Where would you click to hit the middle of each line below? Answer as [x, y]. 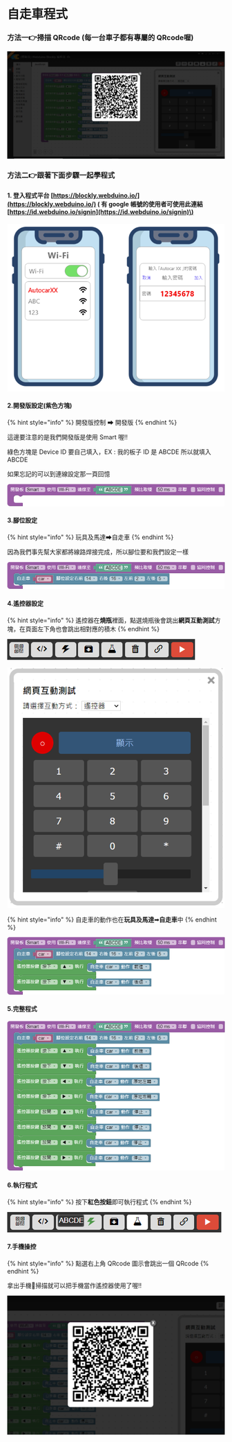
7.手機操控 [22, 1247]
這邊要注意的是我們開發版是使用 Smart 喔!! [68, 437]
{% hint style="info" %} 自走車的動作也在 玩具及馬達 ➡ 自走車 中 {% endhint [112, 920]
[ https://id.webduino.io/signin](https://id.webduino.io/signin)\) [100, 212]
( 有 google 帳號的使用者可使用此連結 [150, 204]
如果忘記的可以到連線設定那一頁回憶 [59, 474]
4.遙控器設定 [25, 603]
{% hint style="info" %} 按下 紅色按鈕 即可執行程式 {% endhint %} [99, 1202]
